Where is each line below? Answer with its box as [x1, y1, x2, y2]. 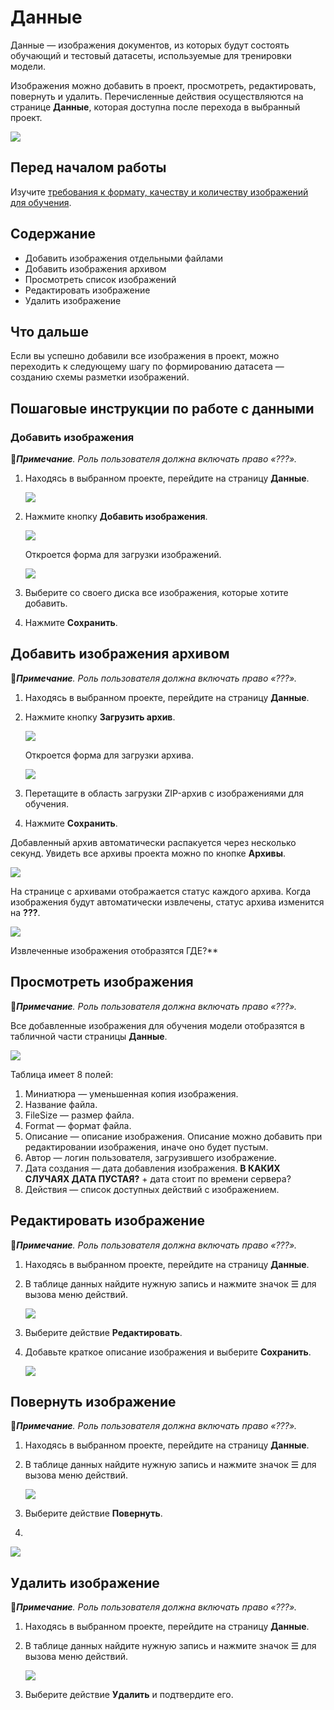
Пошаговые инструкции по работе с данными [10, 400, 315, 417]
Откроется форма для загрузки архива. [24, 749, 195, 761]
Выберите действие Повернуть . [24, 1507, 163, 1520]
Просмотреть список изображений [24, 273, 177, 285]
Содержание [10, 226, 97, 243]
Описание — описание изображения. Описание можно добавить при [24, 1130, 323, 1142]
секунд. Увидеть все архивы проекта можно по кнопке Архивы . [10, 847, 286, 859]
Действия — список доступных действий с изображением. [24, 1183, 280, 1195]
